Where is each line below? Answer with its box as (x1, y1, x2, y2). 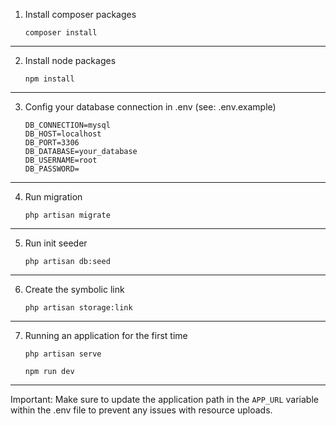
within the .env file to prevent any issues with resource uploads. (10, 404, 273, 416)
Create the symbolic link (24, 284, 125, 295)
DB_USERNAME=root (24, 155, 98, 165)
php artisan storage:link (24, 303, 133, 313)
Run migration (24, 191, 83, 203)
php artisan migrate (24, 210, 111, 220)
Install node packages (24, 55, 117, 66)
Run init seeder (24, 237, 88, 249)
